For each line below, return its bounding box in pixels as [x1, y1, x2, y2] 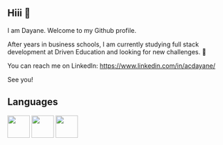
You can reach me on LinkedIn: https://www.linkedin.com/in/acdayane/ [7, 61, 216, 70]
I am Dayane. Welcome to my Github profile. [7, 26, 137, 34]
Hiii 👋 [7, 7, 31, 19]
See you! [7, 75, 33, 84]
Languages [7, 96, 58, 108]
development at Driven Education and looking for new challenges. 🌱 [7, 47, 207, 56]
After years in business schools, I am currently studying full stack [7, 40, 199, 49]
